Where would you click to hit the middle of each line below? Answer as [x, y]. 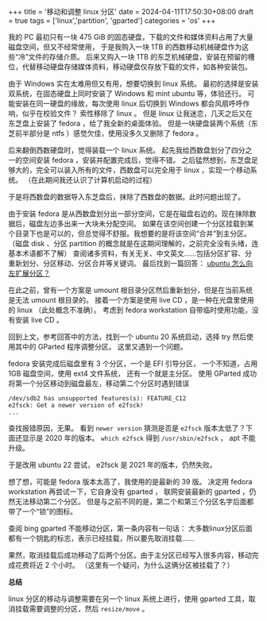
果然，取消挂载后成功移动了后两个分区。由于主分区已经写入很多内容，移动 [130, 555]
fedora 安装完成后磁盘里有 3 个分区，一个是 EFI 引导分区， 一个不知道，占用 [133, 363]
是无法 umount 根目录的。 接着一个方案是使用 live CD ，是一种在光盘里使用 [131, 300]
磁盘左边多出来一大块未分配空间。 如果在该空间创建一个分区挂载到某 [141, 224]
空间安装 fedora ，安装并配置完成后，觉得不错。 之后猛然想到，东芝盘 [137, 160]
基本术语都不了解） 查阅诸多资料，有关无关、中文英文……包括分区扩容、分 [130, 253]
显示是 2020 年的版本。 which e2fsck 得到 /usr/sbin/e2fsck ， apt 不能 [139, 438]
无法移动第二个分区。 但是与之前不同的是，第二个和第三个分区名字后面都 [134, 501]
